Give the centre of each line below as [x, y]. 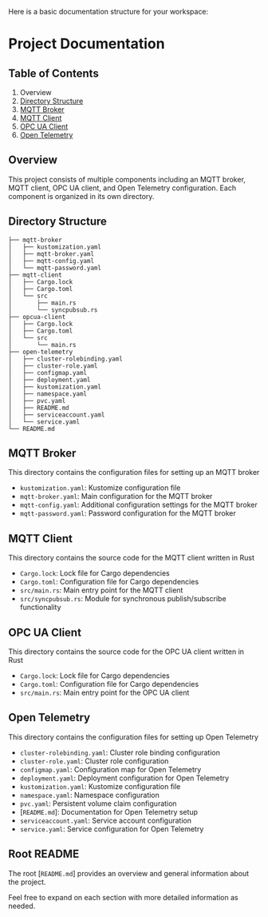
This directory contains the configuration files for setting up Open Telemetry [134, 737]
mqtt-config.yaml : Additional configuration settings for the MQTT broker [138, 505]
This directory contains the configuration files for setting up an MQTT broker [134, 472]
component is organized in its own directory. [81, 196]
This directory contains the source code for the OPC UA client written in [126, 652]
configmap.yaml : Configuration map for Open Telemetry [110, 769]
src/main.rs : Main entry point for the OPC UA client [104, 693]
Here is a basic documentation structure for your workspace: [108, 12]
